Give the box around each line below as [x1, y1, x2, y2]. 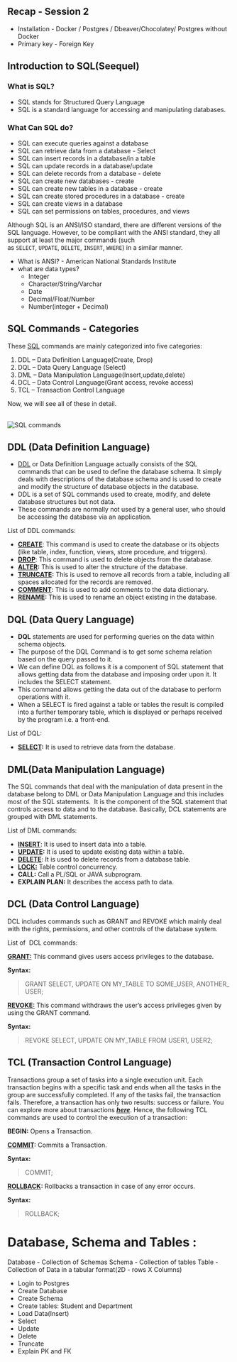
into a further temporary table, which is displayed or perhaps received [17, 708, 223, 716]
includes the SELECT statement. [17, 678, 112, 686]
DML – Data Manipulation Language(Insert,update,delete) [17, 370, 186, 379]
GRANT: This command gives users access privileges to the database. [7, 952, 214, 960]
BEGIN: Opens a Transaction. [7, 1126, 93, 1135]
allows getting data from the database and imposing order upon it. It [17, 670, 217, 679]
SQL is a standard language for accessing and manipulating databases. [17, 105, 226, 114]
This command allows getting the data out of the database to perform [17, 685, 221, 694]
